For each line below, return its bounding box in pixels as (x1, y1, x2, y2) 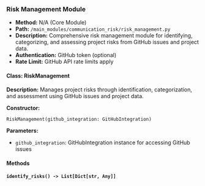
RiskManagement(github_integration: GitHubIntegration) (6, 116, 152, 122)
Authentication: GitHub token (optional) (15, 52, 117, 59)
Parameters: (6, 127, 39, 134)
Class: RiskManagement (6, 72, 70, 79)
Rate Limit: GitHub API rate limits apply (15, 58, 114, 66)
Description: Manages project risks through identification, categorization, (6, 85, 193, 93)
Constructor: (6, 104, 40, 112)
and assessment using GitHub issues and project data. (6, 92, 144, 99)
